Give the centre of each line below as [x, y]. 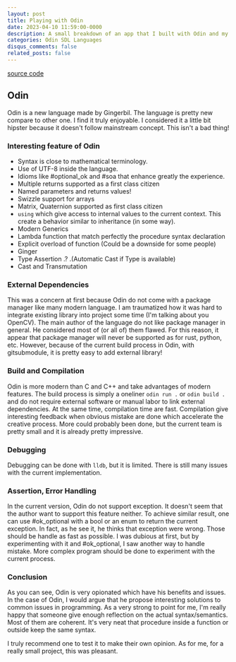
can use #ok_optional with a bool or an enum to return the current [103, 521]
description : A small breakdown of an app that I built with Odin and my [118, 34]
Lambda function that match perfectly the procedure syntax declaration [121, 236]
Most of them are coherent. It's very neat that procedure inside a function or [118, 622]
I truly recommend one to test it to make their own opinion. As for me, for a [116, 644]
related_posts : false [39, 54]
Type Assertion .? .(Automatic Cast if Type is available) [97, 259]
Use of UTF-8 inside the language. [68, 169]
